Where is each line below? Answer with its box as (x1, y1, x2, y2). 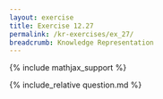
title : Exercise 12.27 (9, 21, 94, 30)
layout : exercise (9, 12, 74, 22)
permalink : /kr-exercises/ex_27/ (9, 29, 134, 38)
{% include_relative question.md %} (9, 79, 142, 90)
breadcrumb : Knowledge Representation (9, 37, 154, 47)
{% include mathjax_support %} (9, 62, 127, 73)
